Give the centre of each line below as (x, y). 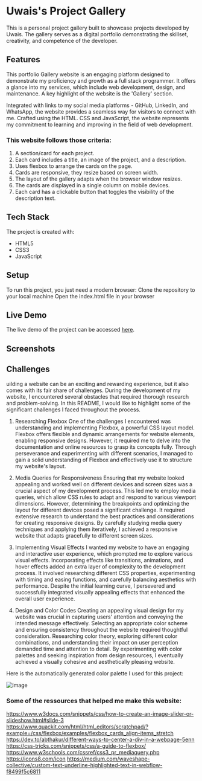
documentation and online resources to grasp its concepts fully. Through (106, 447)
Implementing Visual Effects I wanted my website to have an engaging (102, 547)
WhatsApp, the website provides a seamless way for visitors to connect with (101, 111)
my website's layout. (40, 466)
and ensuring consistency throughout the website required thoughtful (101, 629)
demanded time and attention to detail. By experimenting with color (99, 649)
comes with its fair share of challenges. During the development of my (93, 390)
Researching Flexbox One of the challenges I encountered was (93, 421)
